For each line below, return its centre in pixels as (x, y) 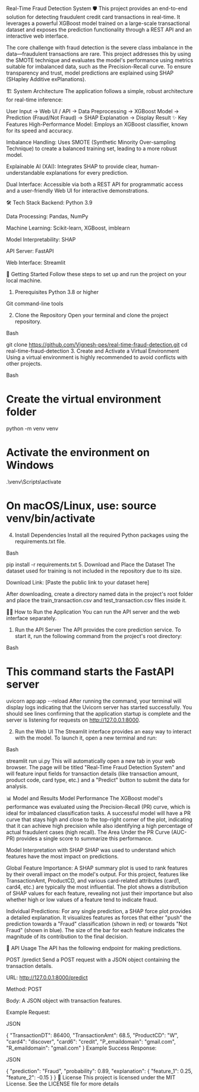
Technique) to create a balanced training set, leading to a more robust (91, 149)
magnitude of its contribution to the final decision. (67, 936)
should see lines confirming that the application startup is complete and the (99, 713)
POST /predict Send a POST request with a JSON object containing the (93, 960)
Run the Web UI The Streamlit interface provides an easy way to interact (103, 731)
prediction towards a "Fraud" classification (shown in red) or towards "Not (97, 924)
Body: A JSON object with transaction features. (64, 1000)
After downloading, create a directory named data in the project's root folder (100, 594)
